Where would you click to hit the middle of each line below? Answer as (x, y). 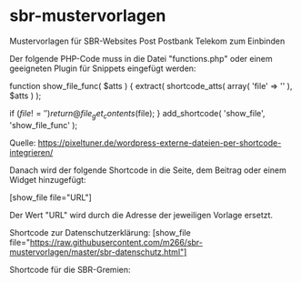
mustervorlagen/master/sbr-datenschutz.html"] (98, 252)
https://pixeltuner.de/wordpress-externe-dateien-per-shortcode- (160, 143)
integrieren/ (31, 152)
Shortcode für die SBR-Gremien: (70, 269)
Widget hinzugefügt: (48, 179)
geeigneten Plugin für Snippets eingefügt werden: (103, 68)
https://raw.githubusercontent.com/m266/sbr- (116, 242)
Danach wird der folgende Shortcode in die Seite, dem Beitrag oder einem (148, 170)
